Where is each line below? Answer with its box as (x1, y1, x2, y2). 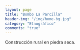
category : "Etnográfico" (5, 21, 56, 26)
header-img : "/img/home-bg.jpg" (5, 16, 71, 21)
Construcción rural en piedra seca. (5, 39, 76, 45)
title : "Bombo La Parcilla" (5, 12, 63, 17)
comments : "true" (5, 26, 41, 31)
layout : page (5, 7, 32, 12)
